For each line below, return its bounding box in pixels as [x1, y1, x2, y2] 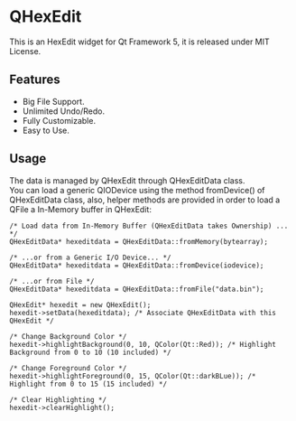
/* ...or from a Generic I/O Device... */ [9, 253, 171, 262]
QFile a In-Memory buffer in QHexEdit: [9, 203, 152, 214]
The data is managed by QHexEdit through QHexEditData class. [9, 174, 245, 186]
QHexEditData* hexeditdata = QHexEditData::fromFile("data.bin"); [9, 285, 264, 294]
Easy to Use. [22, 125, 70, 136]
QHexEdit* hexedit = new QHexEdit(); [9, 300, 152, 309]
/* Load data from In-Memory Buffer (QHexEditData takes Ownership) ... [9, 221, 289, 230]
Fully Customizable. [22, 115, 97, 126]
